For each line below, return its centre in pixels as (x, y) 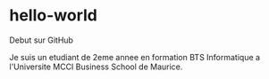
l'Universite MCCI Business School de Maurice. (96, 67)
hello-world (54, 16)
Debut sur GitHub (42, 40)
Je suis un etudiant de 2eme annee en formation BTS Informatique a (135, 57)
